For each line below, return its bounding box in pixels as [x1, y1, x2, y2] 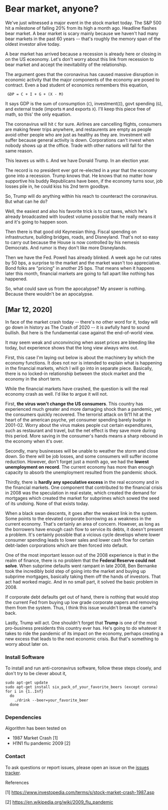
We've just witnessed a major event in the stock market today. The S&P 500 [5, 20, 161, 26]
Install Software [5, 653, 45, 660]
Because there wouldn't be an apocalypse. [5, 290, 94, 297]
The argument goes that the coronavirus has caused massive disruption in [5, 71, 159, 77]
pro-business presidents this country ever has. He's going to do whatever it [5, 625, 161, 631]
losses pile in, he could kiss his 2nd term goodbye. [5, 183, 110, 189]
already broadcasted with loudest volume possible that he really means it [5, 213, 156, 219]
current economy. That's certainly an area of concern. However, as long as [5, 521, 160, 527]
